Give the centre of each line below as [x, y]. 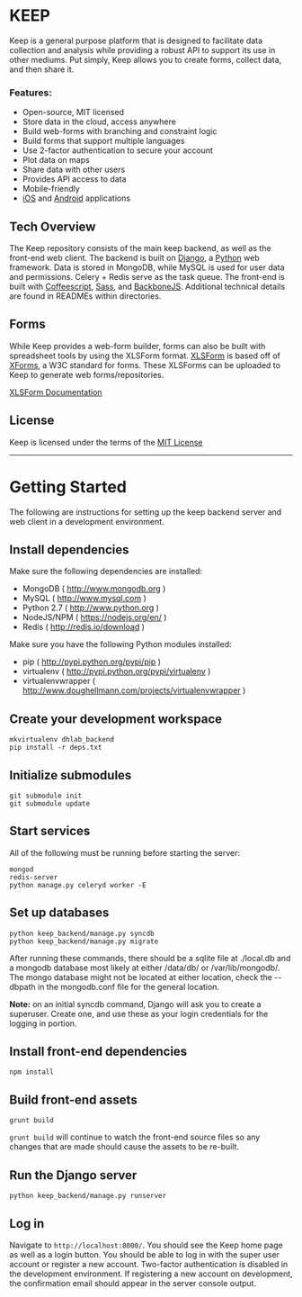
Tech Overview [53, 226]
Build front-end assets [73, 1099]
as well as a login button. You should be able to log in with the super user [145, 1254]
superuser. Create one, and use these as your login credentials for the [139, 1013]
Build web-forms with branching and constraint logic [120, 131]
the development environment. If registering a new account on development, [151, 1274]
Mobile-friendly [51, 189]
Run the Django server [73, 1175]
